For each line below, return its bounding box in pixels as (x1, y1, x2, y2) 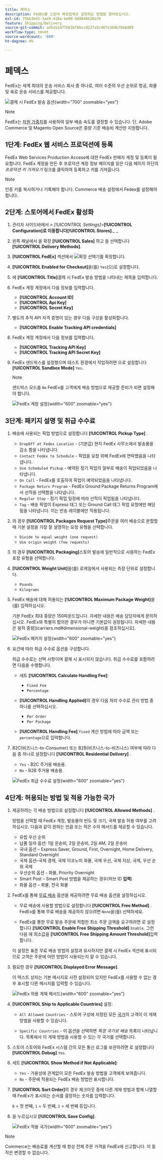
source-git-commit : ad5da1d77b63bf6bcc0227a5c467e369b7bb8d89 (5, 25, 134, 30)
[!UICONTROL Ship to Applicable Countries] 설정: (12, 1001, 113, 1007)
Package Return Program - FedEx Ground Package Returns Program (19, 483, 154, 489)
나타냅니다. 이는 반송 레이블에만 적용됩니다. (28, 508, 110, 514)
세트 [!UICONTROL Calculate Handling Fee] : (19, 673, 109, 679)
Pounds (19, 582, 33, 587)
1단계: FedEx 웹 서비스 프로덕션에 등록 (5, 141, 113, 149)
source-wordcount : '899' (5, 35, 55, 39)
